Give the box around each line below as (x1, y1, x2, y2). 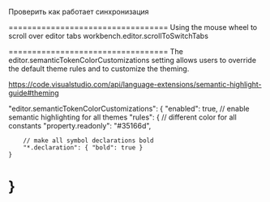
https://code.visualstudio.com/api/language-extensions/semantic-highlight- (8, 80, 262, 89)
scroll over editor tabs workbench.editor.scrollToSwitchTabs (8, 32, 209, 40)
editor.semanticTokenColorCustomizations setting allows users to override (8, 56, 257, 65)
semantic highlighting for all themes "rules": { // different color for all (8, 112, 237, 122)
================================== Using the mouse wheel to (8, 23, 258, 32)
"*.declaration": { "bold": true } (23, 144, 144, 152)
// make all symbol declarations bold (23, 137, 154, 145)
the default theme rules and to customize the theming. (8, 64, 190, 74)
